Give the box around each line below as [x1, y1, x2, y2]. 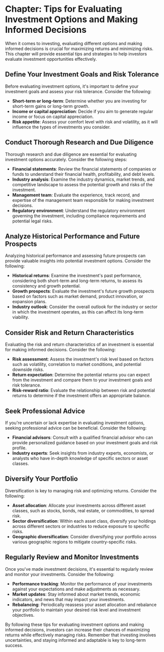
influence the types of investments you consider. [12, 124, 111, 130]
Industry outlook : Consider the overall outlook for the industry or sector [12, 304, 158, 310]
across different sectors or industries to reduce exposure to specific [12, 523, 150, 529]
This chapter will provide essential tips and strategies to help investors [5, 50, 147, 57]
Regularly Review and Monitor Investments [5, 553, 140, 561]
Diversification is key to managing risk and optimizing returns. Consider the [5, 487, 157, 493]
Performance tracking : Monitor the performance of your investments [12, 580, 153, 586]
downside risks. [12, 366, 44, 373]
